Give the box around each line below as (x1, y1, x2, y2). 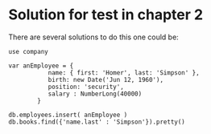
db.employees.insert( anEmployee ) (8, 111, 128, 119)
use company (8, 47, 48, 55)
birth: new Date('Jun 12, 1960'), (48, 75, 163, 83)
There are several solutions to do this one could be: (8, 32, 179, 42)
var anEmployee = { (8, 62, 74, 70)
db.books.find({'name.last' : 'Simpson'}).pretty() (8, 118, 185, 126)
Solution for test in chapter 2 (8, 6, 204, 24)
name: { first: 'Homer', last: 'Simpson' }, (48, 68, 200, 77)
